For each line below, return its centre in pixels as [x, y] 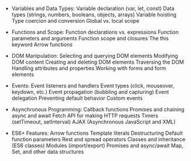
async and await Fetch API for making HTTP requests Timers [85, 116]
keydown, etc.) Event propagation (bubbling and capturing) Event [90, 92]
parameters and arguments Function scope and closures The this [90, 38]
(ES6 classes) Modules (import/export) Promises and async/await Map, [97, 146]
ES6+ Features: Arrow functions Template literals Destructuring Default [97, 133]
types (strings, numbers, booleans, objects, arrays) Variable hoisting [94, 15]
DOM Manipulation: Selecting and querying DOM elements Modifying [95, 56]
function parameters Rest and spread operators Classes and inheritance [98, 139]
